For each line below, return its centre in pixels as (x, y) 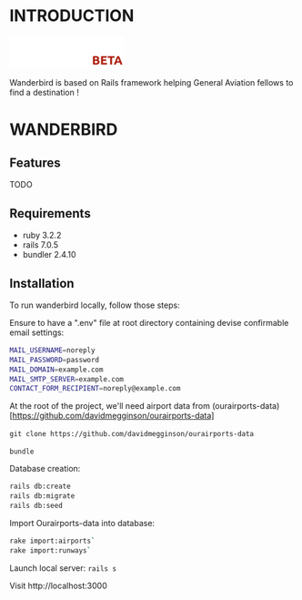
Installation (42, 283)
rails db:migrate (42, 496)
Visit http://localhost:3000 (58, 585)
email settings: (37, 332)
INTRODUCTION (72, 16)
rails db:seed (36, 506)
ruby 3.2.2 (42, 235)
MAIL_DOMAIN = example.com (56, 370)
